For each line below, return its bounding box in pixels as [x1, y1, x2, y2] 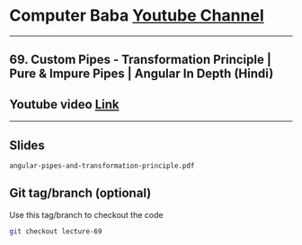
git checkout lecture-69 [9, 226, 102, 236]
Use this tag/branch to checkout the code [9, 209, 164, 220]
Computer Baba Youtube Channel [9, 5, 264, 26]
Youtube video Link [9, 96, 120, 112]
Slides [9, 137, 45, 153]
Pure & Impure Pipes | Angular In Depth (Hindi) [9, 66, 274, 82]
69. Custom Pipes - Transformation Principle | [9, 52, 271, 67]
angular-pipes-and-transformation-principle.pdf [9, 161, 195, 171]
